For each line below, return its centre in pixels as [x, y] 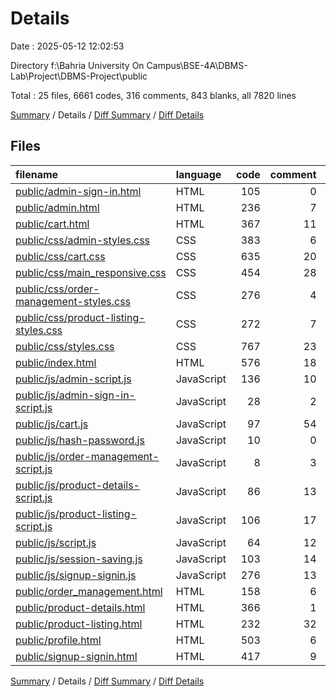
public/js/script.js [56, 542]
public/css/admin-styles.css [83, 240]
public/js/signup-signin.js [76, 575]
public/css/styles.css [65, 346]
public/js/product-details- [77, 485]
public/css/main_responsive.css [91, 272]
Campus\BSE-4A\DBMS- [197, 65]
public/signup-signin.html [76, 656]
